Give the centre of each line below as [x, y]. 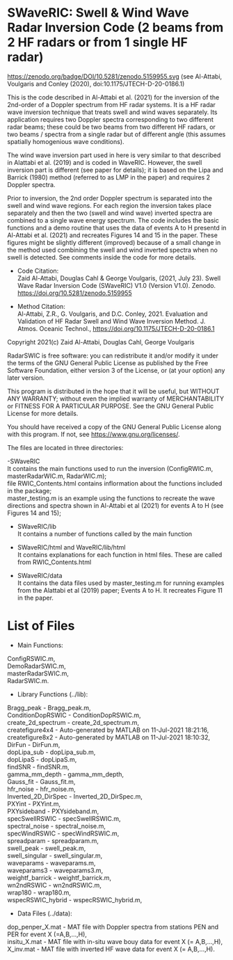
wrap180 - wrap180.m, [39, 893]
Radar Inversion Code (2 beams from [115, 27]
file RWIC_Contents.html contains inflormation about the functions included [115, 483]
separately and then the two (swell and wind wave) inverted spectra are [110, 213]
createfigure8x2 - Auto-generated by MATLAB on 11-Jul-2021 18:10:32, [109, 737]
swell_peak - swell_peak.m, [47, 848]
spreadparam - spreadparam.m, [53, 840]
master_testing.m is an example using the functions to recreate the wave [111, 498]
